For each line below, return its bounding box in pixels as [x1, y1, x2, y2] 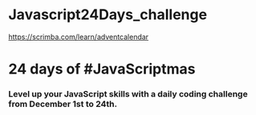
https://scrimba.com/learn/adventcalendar [8, 32, 149, 42]
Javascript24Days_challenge [8, 6, 207, 24]
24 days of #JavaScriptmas [8, 60, 196, 78]
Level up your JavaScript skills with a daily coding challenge [8, 89, 248, 100]
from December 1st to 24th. [8, 98, 118, 109]
